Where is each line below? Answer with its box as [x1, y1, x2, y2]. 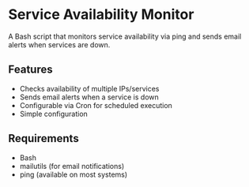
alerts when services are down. [8, 39, 111, 49]
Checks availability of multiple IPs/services [19, 84, 160, 93]
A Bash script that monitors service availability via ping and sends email [8, 32, 242, 41]
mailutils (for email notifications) [19, 161, 125, 170]
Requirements [8, 132, 79, 145]
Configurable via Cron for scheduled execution [19, 100, 172, 110]
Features [8, 63, 53, 77]
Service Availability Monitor [8, 6, 194, 24]
